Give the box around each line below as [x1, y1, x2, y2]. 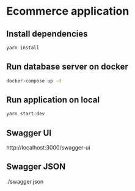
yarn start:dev [6, 111, 45, 117]
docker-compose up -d [6, 77, 62, 84]
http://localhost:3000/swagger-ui [6, 144, 90, 151]
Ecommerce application [6, 4, 130, 18]
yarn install [6, 45, 40, 51]
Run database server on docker [6, 62, 128, 72]
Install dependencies [6, 29, 88, 39]
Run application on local [6, 95, 100, 105]
